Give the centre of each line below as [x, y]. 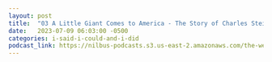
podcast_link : [32, 46]
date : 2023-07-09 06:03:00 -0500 [68, 31]
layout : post [30, 16]
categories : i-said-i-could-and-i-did [74, 38]
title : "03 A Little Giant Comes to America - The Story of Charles [128, 23]
